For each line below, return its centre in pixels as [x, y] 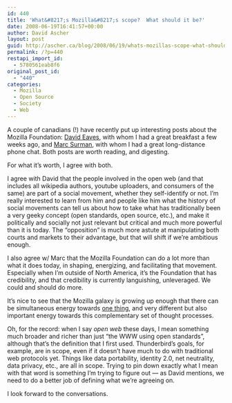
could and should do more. [46, 287]
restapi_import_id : [35, 59]
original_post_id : [33, 71]
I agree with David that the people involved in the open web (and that [105, 178]
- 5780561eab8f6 [37, 65]
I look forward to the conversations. [58, 393]
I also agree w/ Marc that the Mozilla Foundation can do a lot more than [108, 258]
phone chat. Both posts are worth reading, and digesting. [88, 151]
